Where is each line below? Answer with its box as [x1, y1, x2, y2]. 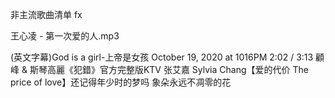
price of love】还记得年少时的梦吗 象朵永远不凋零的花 [10, 76, 232, 88]
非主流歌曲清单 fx [10, 9, 83, 20]
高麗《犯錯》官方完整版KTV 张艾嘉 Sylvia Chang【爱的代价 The [46, 64, 309, 75]
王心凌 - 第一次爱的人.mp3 [10, 30, 120, 42]
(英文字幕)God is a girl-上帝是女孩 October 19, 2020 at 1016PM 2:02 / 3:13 [10, 51, 314, 63]
